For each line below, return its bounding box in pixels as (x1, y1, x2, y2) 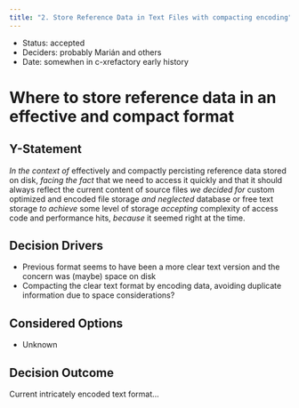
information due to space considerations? (21, 290, 175, 300)
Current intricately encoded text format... (9, 388, 160, 400)
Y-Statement (9, 141, 82, 156)
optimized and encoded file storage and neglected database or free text (9, 193, 274, 204)
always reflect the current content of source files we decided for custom (9, 184, 275, 195)
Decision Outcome (9, 365, 114, 380)
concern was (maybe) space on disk (21, 271, 157, 282)
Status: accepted (21, 37, 85, 48)
